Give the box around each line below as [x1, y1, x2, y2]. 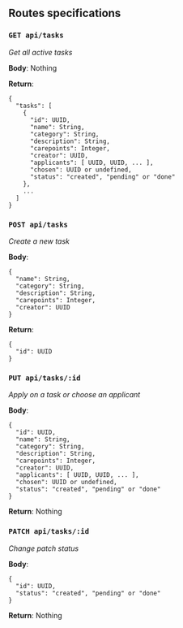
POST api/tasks [8, 219, 69, 229]
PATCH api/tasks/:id [8, 527, 90, 536]
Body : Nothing [8, 63, 57, 72]
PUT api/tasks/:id [8, 373, 81, 383]
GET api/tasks [8, 31, 64, 40]
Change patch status [8, 544, 79, 553]
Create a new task [8, 236, 70, 246]
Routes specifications [8, 6, 121, 20]
